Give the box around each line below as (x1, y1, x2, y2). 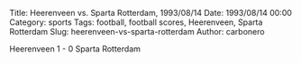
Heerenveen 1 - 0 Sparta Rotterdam (9, 43, 141, 54)
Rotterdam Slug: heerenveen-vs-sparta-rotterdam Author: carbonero (9, 27, 265, 36)
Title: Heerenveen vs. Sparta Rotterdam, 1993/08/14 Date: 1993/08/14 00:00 (9, 8, 293, 18)
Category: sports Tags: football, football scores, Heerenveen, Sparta (9, 17, 263, 28)
